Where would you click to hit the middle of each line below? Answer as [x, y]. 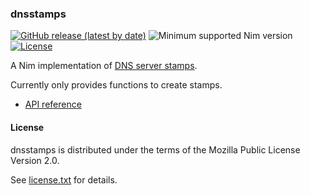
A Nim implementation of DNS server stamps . [104, 66]
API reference [53, 104]
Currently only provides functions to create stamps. [116, 85]
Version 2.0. [35, 160]
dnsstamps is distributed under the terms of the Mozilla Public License [155, 149]
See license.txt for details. [64, 179]
